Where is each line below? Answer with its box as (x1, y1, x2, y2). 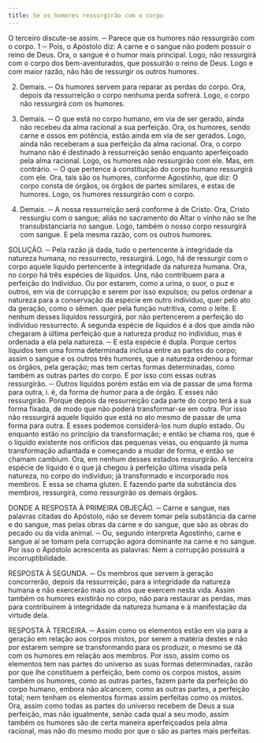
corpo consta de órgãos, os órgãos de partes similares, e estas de (19, 180, 235, 190)
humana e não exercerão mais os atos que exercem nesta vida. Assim (8, 585, 235, 595)
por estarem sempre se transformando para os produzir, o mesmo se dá (8, 642, 243, 652)
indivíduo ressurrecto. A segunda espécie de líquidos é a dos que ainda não (8, 320, 255, 329)
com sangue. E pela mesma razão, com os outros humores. (19, 229, 213, 239)
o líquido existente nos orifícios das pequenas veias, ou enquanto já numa (8, 437, 248, 447)
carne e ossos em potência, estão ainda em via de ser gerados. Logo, (19, 131, 247, 140)
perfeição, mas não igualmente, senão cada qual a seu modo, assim (8, 709, 229, 719)
